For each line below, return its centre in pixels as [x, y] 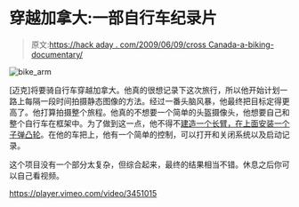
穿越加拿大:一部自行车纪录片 [113, 18]
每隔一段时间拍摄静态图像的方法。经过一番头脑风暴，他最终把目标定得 [153, 101]
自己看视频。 [40, 175]
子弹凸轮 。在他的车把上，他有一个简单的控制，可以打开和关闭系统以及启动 [145, 134]
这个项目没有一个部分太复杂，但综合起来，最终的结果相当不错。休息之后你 [145, 164]
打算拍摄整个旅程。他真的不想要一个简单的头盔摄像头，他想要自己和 [165, 112]
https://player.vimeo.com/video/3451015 [83, 193]
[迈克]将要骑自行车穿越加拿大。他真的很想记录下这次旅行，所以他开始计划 [145, 90]
